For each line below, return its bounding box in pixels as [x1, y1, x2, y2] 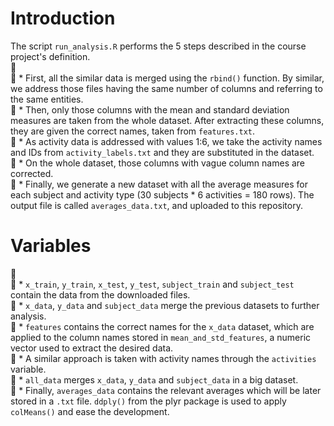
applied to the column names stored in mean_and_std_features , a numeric [10, 331, 312, 343]
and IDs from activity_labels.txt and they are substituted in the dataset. [10, 146, 315, 158]
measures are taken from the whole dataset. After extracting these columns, [10, 114, 325, 126]
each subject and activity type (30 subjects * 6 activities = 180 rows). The [10, 188, 315, 201]
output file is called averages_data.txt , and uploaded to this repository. [10, 199, 303, 211]
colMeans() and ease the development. [10, 405, 170, 417]
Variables [10, 235, 92, 257]
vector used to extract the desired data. [10, 342, 174, 354]
